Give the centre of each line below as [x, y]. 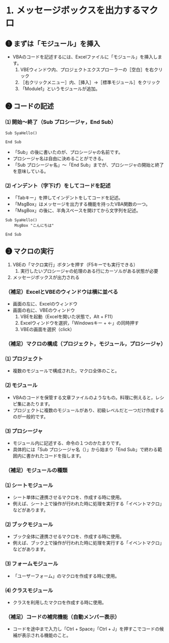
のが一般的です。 [30, 417]
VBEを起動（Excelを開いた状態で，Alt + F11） [68, 317]
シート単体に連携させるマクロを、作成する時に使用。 [68, 497]
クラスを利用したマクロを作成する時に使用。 [60, 603]
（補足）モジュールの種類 [36, 470]
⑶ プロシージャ [24, 431]
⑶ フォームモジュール [32, 564]
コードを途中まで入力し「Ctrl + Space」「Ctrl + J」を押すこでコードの [86, 629]
